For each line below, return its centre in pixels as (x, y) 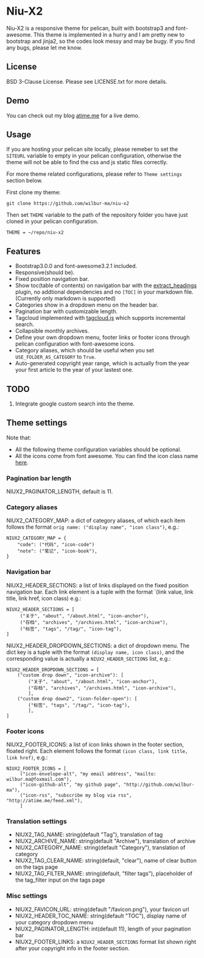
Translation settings (37, 821)
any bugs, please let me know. (44, 48)
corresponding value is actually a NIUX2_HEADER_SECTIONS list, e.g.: (89, 658)
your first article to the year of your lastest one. (74, 370)
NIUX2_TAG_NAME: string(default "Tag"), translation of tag (89, 835)
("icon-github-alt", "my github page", (70, 785)
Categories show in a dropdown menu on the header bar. (87, 305)
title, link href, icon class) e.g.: (44, 598)
